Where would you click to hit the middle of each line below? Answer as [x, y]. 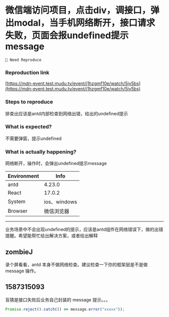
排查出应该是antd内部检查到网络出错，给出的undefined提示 [67, 113]
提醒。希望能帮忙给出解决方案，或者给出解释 [52, 236]
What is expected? [28, 127]
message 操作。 [22, 271]
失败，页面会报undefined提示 [67, 35]
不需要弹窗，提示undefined [33, 138]
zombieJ [19, 252]
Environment [23, 176]
